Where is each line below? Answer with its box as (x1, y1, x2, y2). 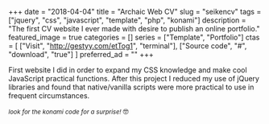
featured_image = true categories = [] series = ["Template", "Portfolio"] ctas (8, 32, 260, 42)
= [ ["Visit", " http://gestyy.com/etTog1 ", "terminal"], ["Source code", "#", (8, 41, 247, 51)
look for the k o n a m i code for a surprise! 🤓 (8, 106, 129, 116)
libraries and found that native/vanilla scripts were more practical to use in (8, 82, 255, 92)
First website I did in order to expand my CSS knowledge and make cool (8, 65, 247, 75)
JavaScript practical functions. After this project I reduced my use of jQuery (8, 74, 260, 83)
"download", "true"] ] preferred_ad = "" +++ (8, 50, 155, 59)
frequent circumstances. (8, 91, 90, 100)
